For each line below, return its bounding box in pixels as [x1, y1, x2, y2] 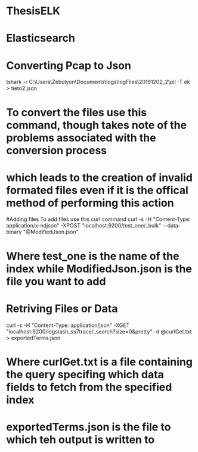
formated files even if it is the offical [6, 183, 189, 197]
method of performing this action [6, 196, 174, 210]
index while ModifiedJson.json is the [6, 262, 193, 275]
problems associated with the [6, 131, 156, 144]
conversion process [6, 144, 107, 157]
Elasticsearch [6, 32, 76, 45]
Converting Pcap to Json [6, 58, 131, 72]
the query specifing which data [6, 367, 164, 381]
